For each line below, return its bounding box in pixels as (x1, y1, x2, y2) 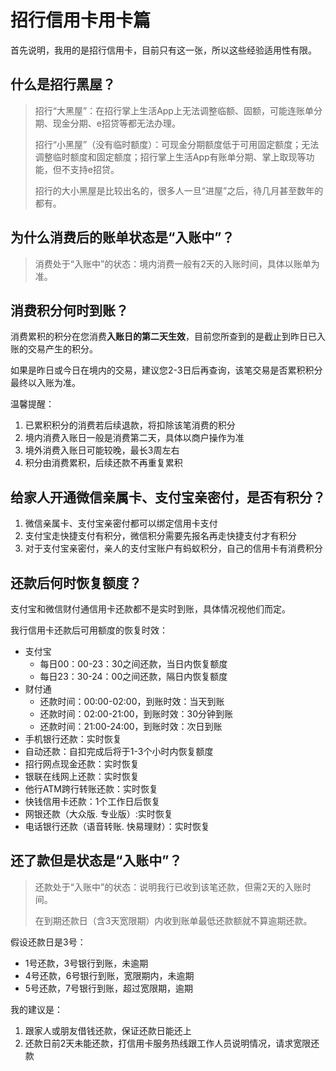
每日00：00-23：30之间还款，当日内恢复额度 (39, 658, 228, 670)
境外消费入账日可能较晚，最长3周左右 (24, 444, 180, 456)
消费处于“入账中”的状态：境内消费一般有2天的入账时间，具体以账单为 (34, 257, 320, 270)
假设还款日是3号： (10, 936, 87, 948)
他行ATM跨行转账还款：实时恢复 (24, 783, 158, 795)
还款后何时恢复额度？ (10, 574, 142, 591)
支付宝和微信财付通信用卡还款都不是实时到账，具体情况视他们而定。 (10, 603, 291, 615)
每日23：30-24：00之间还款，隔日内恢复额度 (39, 671, 228, 682)
